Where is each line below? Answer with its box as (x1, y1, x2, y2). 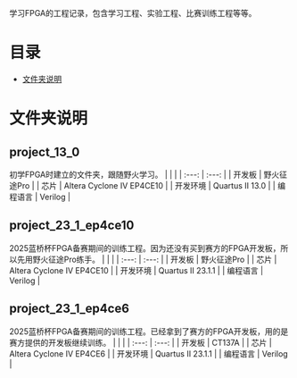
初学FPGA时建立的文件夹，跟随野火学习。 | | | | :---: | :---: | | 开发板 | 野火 (9, 169, 280, 180)
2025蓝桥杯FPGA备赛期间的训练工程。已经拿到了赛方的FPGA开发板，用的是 (9, 325, 289, 337)
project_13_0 (9, 144, 80, 159)
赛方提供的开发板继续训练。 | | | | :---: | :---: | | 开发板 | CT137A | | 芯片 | (9, 337, 272, 348)
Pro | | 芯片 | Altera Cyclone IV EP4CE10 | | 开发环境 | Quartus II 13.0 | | (16, 180, 276, 190)
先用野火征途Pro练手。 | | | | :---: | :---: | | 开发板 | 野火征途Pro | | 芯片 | (16, 254, 277, 265)
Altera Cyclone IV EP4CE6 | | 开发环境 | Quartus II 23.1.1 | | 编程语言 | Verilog (9, 348, 288, 359)
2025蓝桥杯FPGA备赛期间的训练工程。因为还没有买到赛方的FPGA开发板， (9, 242, 281, 253)
